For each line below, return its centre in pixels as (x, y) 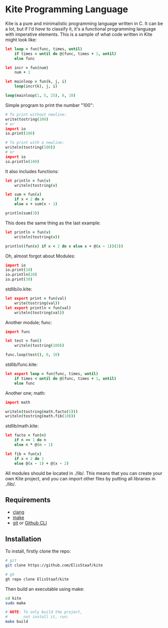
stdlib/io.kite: (19, 289)
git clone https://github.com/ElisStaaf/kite (54, 565)
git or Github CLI (30, 523)
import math (18, 402)
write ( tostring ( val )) (37, 303)
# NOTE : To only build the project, (44, 612)
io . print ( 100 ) (20, 133)
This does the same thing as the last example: (53, 223)
